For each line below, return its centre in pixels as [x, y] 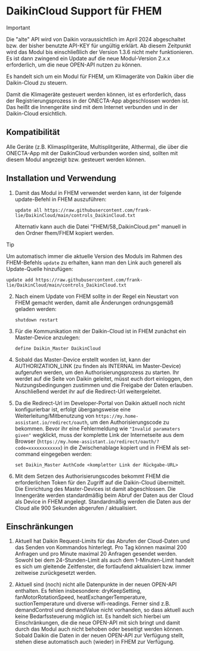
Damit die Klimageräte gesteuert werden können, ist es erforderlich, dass [96, 94]
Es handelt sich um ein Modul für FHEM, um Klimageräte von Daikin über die [100, 76]
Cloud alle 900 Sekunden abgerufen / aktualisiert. [76, 508]
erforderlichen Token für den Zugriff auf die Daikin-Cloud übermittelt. [100, 482]
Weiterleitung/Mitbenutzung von [54, 415]
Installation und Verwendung [61, 178]
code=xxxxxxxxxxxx [38, 448]
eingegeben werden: [67, 454]
